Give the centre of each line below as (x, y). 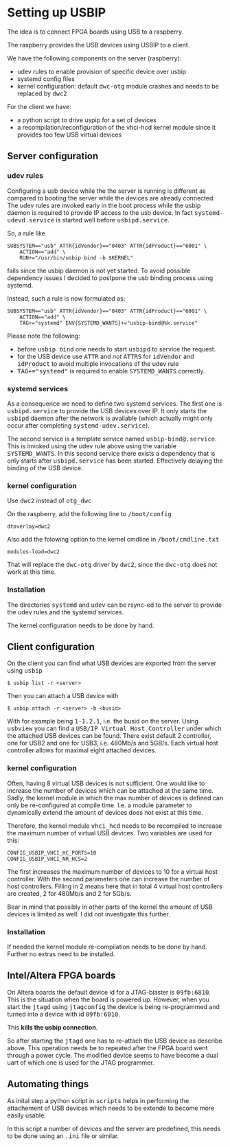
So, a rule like (26, 233)
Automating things (48, 1084)
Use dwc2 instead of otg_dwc (49, 501)
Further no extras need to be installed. (61, 954)
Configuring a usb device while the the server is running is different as (106, 191)
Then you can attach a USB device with (63, 696)
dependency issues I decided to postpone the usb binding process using (110, 278)
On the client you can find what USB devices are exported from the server (112, 663)
